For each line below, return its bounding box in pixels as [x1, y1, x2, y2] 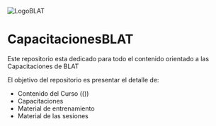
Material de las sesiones [17, 111, 89, 120]
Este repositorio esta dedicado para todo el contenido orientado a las [7, 54, 210, 63]
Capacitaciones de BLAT [7, 62, 79, 70]
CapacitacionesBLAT [7, 32, 134, 47]
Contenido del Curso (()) [17, 89, 89, 98]
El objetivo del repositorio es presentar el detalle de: [7, 75, 159, 84]
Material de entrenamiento [17, 104, 95, 113]
